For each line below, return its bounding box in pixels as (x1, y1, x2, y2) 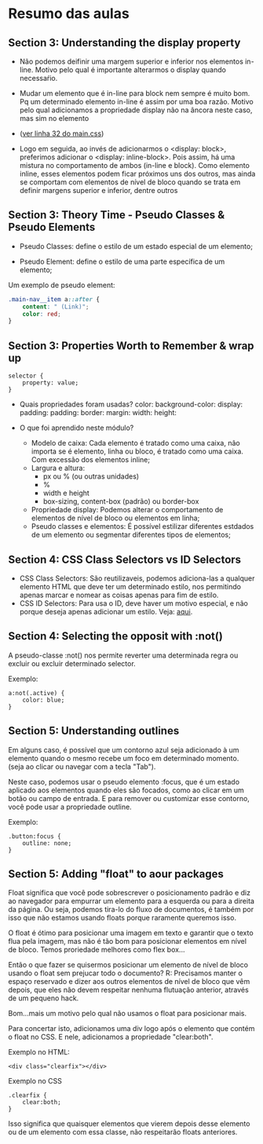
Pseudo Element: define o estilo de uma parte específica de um (19, 257, 225, 266)
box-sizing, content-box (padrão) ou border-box (42, 497, 199, 506)
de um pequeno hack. (8, 993, 79, 1003)
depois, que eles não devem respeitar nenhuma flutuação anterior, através (8, 986, 249, 995)
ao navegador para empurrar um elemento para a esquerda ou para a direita (8, 896, 255, 906)
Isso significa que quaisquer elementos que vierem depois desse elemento (8, 1119, 250, 1128)
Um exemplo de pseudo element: (8, 280, 115, 290)
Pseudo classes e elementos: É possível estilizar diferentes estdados (31, 522, 254, 531)
